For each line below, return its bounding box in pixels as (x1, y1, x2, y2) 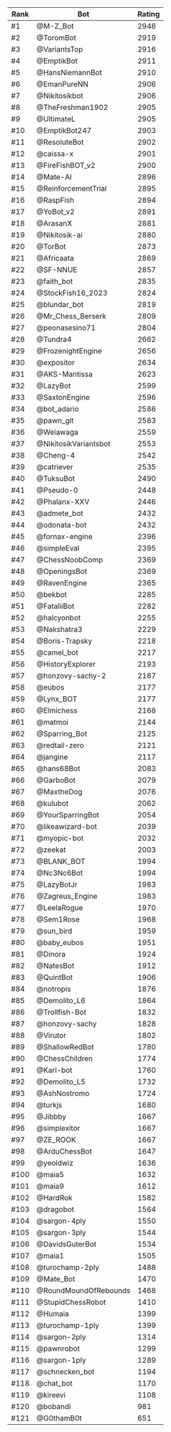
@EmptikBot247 (36, 126, 92, 135)
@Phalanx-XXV (36, 497, 90, 506)
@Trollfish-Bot (36, 1007, 87, 1017)
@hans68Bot (36, 764, 81, 773)
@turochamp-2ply (36, 1263, 100, 1272)
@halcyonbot (36, 613, 81, 622)
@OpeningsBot (36, 567, 88, 576)
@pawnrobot (36, 1343, 81, 1353)
